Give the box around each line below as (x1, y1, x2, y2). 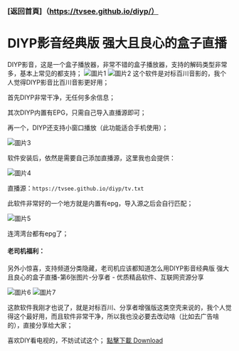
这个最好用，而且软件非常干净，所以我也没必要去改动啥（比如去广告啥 (13, 312, 219, 321)
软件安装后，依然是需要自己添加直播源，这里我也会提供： (7, 153, 176, 162)
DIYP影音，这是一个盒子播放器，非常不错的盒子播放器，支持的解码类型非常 (7, 60, 228, 68)
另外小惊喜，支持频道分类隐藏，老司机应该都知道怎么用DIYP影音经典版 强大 (7, 264, 230, 273)
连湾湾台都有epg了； (7, 229, 69, 238)
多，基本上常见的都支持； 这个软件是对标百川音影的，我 (7, 69, 221, 78)
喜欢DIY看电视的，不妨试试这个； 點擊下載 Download (7, 336, 164, 345)
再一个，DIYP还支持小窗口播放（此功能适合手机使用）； (7, 123, 169, 132)
